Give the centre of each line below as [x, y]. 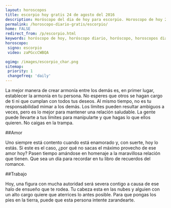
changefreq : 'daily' [29, 76]
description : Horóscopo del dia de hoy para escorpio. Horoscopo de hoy [84, 19]
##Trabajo [16, 174]
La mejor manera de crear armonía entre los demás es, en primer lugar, [80, 90]
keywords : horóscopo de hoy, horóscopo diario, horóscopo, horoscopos [82, 39]
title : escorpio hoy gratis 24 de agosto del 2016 [60, 15]
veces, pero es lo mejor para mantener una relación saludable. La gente [80, 112]
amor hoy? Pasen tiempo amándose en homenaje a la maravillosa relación [83, 153]
